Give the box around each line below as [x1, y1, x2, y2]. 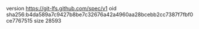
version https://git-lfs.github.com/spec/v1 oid [6, 5, 117, 12]
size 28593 [33, 17, 62, 24]
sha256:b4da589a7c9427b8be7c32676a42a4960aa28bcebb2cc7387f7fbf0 [6, 11, 194, 18]
